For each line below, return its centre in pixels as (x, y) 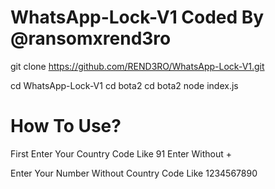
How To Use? (66, 126)
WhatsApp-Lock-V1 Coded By (137, 17)
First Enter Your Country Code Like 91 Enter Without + (121, 153)
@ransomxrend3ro (91, 38)
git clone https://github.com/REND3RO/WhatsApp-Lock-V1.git (137, 66)
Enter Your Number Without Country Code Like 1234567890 (134, 173)
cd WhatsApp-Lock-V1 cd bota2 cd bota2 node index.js (124, 85)
